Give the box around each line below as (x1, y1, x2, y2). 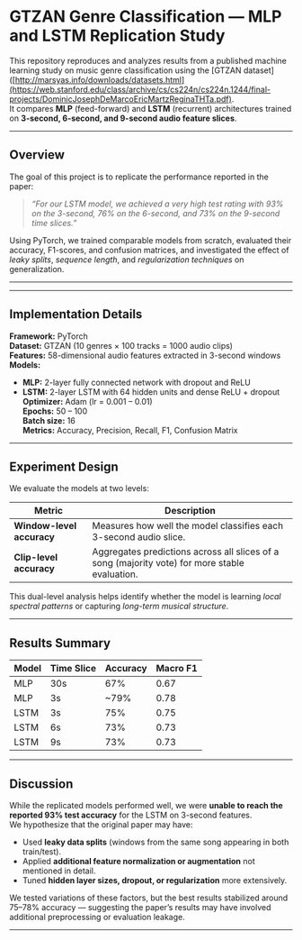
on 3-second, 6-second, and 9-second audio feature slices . (9, 113, 237, 123)
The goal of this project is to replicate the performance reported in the (9, 171, 270, 182)
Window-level (13, 520, 77, 533)
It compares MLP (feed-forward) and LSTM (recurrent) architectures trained (9, 103, 292, 114)
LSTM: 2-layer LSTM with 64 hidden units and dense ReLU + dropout (22, 386, 280, 397)
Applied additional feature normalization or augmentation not (22, 856, 255, 866)
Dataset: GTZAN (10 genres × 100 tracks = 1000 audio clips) (9, 340, 234, 351)
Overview (9, 147, 66, 163)
